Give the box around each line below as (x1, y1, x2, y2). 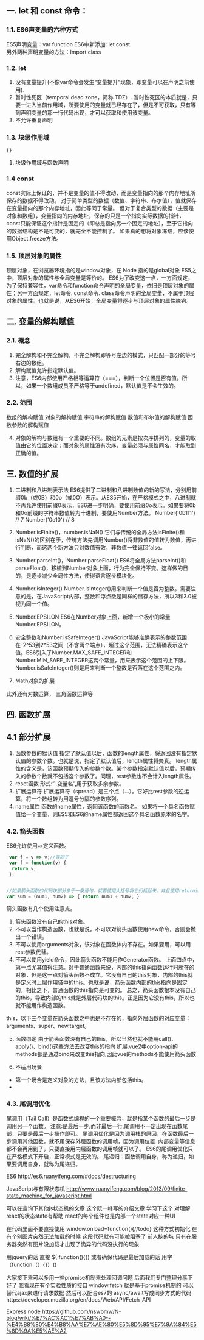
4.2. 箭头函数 (6, 827, 45, 835)
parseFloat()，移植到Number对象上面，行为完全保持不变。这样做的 (15, 564, 183, 572)
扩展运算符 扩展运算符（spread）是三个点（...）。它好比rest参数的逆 (15, 787, 184, 795)
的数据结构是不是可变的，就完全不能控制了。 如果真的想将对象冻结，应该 (6, 227, 189, 235)
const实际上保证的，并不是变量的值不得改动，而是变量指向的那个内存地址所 (6, 189, 196, 196)
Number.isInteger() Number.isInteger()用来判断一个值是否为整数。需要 (15, 584, 191, 592)
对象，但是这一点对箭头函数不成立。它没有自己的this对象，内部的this (15, 971, 188, 979)
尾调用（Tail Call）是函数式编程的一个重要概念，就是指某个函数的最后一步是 (6, 1115, 196, 1122)
